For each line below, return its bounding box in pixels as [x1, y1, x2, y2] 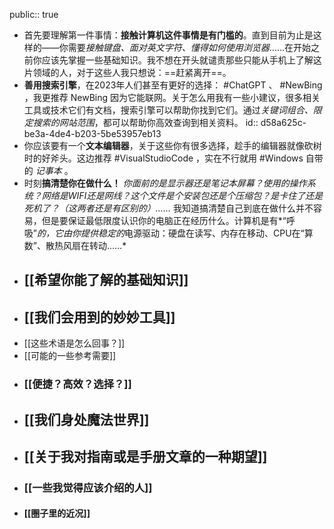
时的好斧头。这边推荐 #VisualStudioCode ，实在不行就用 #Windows [23, 152, 304, 164]
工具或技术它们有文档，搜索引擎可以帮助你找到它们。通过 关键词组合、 [23, 104, 314, 116]
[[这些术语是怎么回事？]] [23, 337, 126, 349]
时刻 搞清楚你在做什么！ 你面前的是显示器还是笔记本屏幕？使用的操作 [23, 177, 307, 189]
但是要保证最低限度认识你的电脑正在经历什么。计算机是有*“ [41, 215, 287, 226]
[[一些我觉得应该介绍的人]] [23, 480, 153, 494]
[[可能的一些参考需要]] [23, 350, 117, 362]
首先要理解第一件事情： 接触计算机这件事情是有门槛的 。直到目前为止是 [23, 29, 314, 41]
